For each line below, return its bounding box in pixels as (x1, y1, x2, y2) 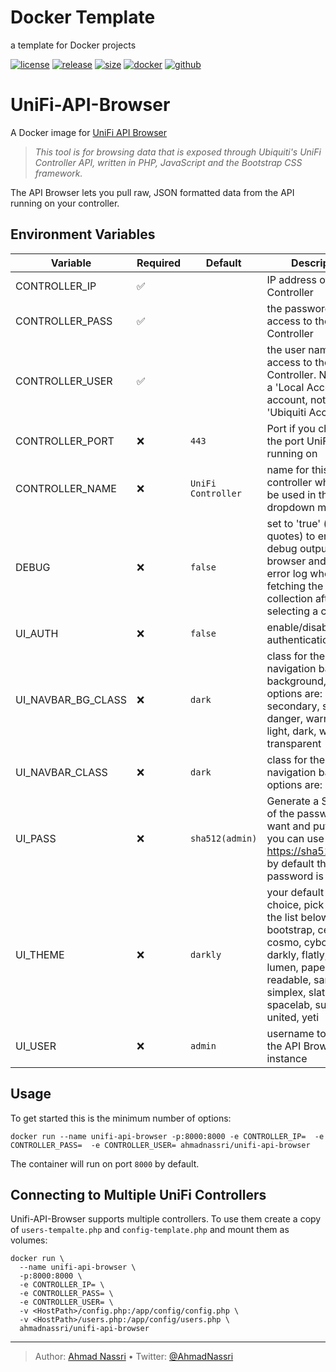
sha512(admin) (190, 832, 258, 844)
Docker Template (10, 6, 156, 29)
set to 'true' (266, 516, 322, 530)
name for (266, 462, 310, 476)
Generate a (266, 794, 320, 808)
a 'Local (266, 380, 305, 394)
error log (266, 566, 308, 580)
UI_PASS (15, 831, 57, 845)
